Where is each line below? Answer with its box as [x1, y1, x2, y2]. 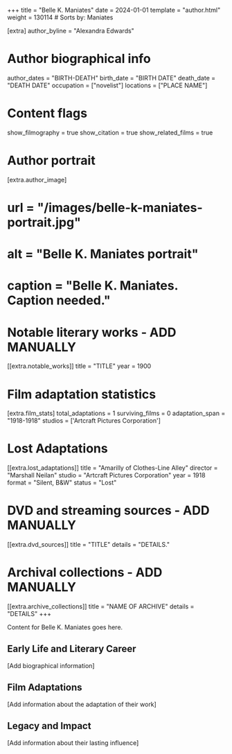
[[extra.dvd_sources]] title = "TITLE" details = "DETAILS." [7, 541, 170, 549]
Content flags [7, 105, 88, 121]
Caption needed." [7, 292, 111, 308]
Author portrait [7, 152, 96, 168]
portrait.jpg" [7, 215, 81, 230]
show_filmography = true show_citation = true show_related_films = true [7, 128, 213, 137]
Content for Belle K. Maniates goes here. [7, 623, 123, 631]
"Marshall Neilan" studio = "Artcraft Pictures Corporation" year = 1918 [7, 471, 206, 480]
